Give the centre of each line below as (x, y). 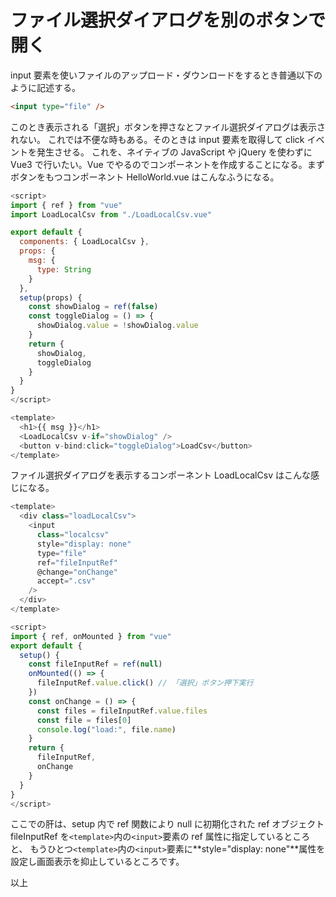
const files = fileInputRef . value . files (122, 711)
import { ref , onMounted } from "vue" (91, 636)
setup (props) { (51, 297)
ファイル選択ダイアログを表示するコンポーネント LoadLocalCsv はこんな (160, 475)
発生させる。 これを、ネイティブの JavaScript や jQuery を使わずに (174, 152)
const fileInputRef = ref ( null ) (95, 664)
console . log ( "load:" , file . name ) (106, 729)
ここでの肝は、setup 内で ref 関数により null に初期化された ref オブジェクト (167, 824)
